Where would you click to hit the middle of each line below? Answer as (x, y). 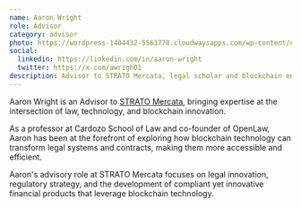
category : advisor (43, 34)
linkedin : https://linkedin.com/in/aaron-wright (110, 59)
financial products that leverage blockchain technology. (112, 193)
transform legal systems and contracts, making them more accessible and (146, 147)
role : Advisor (36, 26)
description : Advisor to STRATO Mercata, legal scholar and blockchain (146, 76)
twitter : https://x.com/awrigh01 (80, 68)
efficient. (26, 157)
